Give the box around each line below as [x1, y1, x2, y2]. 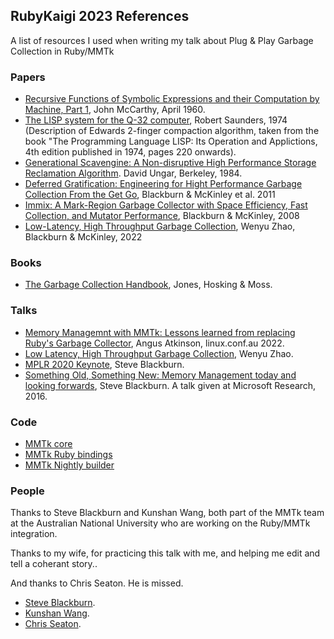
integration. [10, 528, 58, 540]
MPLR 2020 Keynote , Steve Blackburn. [24, 358, 185, 370]
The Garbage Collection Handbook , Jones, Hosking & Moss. [24, 279, 273, 291]
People [10, 484, 45, 498]
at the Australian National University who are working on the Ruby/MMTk [10, 517, 311, 529]
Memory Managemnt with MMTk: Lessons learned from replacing [24, 326, 296, 338]
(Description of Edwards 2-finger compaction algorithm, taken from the [24, 125, 320, 137]
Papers [10, 70, 46, 84]
